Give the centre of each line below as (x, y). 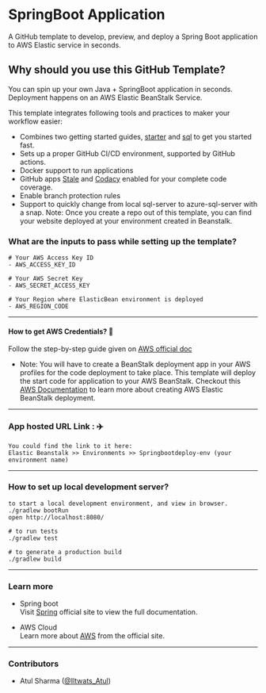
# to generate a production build (65, 552)
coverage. (36, 187)
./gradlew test (33, 538)
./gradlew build (35, 559)
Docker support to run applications (76, 170)
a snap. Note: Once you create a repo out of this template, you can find (135, 212)
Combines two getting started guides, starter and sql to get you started (135, 136)
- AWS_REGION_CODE (38, 307)
